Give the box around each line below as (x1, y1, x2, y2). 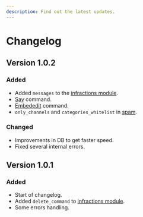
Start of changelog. (14, 191, 62, 199)
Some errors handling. (14, 204, 69, 211)
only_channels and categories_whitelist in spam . (14, 108, 138, 115)
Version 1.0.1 (6, 160, 54, 170)
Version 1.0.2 (6, 58, 56, 68)
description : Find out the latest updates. (6, 8, 116, 15)
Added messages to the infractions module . (14, 89, 119, 96)
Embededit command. (14, 102, 69, 109)
